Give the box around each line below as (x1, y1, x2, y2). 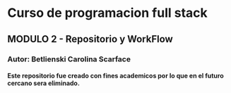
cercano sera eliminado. (7, 79, 80, 87)
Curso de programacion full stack (7, 5, 208, 21)
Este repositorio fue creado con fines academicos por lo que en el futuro (7, 72, 224, 80)
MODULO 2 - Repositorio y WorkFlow (7, 33, 173, 45)
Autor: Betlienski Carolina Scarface (7, 54, 131, 64)
